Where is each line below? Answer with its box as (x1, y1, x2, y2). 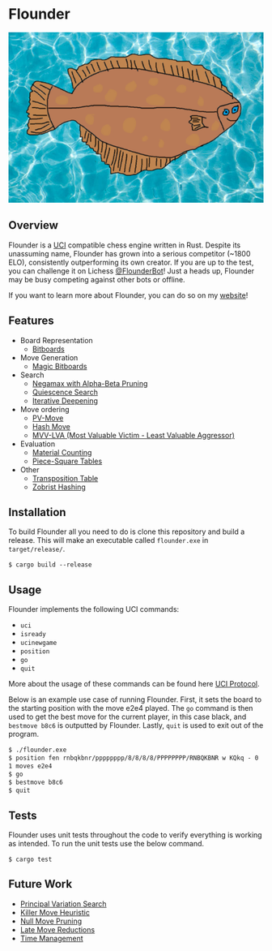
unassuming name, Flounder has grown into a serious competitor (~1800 (8, 248, 251, 258)
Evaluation (19, 439, 56, 449)
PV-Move (32, 413, 64, 423)
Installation (8, 505, 66, 519)
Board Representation (19, 335, 93, 345)
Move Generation (19, 352, 79, 362)
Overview (8, 218, 59, 232)
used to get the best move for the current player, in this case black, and (8, 712, 247, 722)
